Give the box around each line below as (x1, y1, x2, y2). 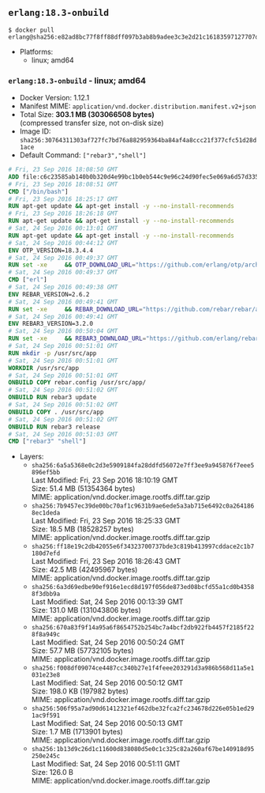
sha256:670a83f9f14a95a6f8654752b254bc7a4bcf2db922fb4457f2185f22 (31, 624, 255, 632)
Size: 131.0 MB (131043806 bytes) (31, 606, 142, 615)
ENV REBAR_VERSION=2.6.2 (8, 290, 90, 298)
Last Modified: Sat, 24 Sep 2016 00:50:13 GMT (31, 719, 184, 728)
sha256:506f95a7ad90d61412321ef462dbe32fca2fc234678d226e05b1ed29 (31, 704, 255, 713)
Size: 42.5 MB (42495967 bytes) (31, 565, 138, 575)
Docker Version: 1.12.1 (19, 93, 90, 103)
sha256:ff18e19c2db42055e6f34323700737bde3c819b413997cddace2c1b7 (31, 542, 255, 551)
